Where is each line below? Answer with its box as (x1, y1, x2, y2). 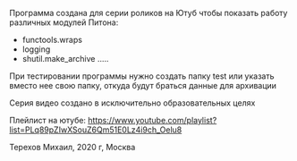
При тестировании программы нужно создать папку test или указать (9, 71, 275, 81)
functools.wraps (21, 35, 83, 45)
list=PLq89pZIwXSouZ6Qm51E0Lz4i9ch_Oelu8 (9, 124, 182, 135)
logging (21, 44, 51, 55)
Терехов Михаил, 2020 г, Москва (9, 142, 136, 152)
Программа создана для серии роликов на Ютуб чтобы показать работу (9, 8, 288, 18)
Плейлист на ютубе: (9, 115, 87, 125)
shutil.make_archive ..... (21, 54, 109, 64)
